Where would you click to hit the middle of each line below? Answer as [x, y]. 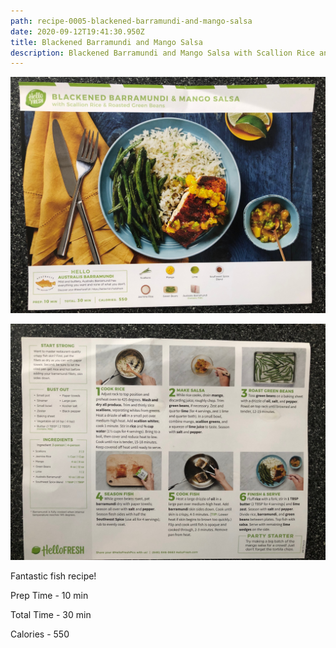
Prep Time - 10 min [49, 596]
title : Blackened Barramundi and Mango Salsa [106, 42]
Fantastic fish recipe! [53, 576]
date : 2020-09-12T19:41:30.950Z [77, 31]
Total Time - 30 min [51, 615]
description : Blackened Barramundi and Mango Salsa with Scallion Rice [162, 53]
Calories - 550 [40, 634]
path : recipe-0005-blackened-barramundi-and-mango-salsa [131, 21]
